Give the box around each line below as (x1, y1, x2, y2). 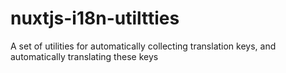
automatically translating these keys (10, 50, 159, 62)
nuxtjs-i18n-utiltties (10, 7, 180, 30)
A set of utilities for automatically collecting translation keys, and (10, 40, 277, 52)
